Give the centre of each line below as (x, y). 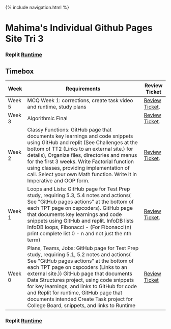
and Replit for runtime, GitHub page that (75, 292)
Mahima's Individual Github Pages (79, 28)
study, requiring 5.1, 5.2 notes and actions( (79, 254)
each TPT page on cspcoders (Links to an (77, 267)
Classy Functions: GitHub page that (69, 129)
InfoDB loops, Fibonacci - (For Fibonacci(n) (79, 227)
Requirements (83, 89)
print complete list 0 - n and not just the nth (79, 233)
